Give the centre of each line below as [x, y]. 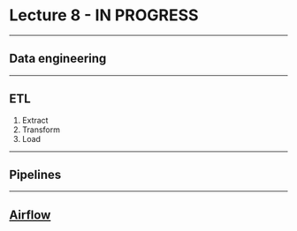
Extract [35, 120]
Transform [41, 130]
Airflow [30, 215]
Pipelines [35, 174]
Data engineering [58, 59]
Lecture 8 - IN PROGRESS [104, 15]
